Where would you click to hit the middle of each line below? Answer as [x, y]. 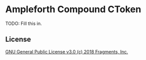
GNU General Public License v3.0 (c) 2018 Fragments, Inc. [67, 51]
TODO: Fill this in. [24, 23]
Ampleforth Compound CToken [73, 9]
